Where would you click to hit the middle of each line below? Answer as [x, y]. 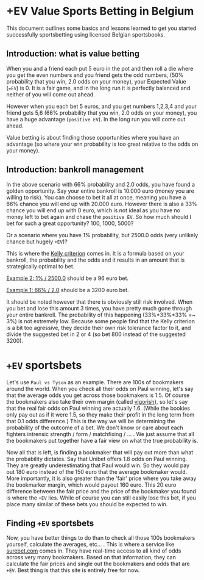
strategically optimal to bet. [40, 266]
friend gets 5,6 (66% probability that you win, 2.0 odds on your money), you [102, 113]
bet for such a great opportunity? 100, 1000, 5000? [70, 223]
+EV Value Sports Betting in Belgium [100, 11]
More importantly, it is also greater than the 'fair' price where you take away [101, 478]
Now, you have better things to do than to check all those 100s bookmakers [101, 538]
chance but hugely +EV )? [37, 242]
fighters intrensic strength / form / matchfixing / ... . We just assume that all [100, 434]
